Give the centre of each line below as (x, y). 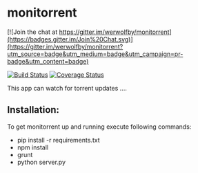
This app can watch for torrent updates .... (67, 88)
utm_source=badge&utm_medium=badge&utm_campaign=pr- (95, 54)
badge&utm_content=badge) (48, 61)
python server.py (41, 162)
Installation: (33, 110)
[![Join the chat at (32, 32)
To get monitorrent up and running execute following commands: (99, 127)
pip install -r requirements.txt (58, 140)
